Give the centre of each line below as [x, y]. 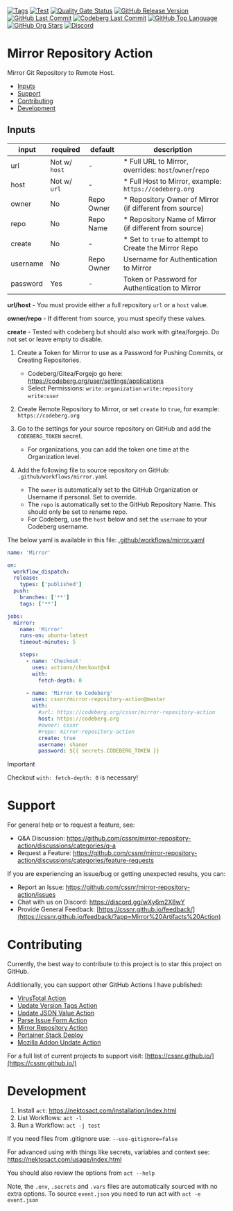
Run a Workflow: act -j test [59, 1125]
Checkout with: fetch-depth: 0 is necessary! [73, 778]
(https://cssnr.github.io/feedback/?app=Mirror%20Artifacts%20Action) [119, 917]
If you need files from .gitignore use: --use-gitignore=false [93, 1139]
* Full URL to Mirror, [156, 161]
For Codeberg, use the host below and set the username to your [117, 519]
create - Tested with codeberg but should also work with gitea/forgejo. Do [113, 332]
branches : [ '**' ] [45, 597]
